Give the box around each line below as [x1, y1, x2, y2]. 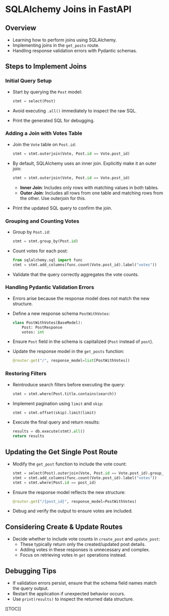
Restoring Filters [5, 370, 47, 377]
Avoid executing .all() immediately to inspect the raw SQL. [12, 107, 137, 114]
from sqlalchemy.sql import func [12, 257, 83, 262]
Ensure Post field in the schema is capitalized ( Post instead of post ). [12, 338, 153, 345]
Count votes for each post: [12, 248, 68, 254]
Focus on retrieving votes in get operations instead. [20, 552, 127, 558]
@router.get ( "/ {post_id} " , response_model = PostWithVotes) [12, 499, 137, 504]
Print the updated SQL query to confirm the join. [12, 205, 112, 211]
